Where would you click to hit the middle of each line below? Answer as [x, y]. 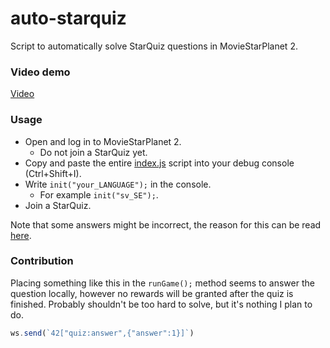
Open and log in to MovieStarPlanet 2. [103, 141]
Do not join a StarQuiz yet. [93, 152]
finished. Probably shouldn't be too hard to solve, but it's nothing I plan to [161, 304]
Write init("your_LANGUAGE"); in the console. [118, 184]
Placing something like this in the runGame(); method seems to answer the [162, 283]
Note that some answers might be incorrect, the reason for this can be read [166, 224]
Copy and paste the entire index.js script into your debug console [159, 163]
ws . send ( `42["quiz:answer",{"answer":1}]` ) [102, 333]
